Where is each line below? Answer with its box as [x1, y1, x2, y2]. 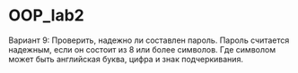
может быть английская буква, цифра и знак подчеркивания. [8, 53, 244, 64]
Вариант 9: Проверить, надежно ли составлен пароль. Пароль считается [8, 35, 290, 45]
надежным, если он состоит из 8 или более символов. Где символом [8, 44, 276, 54]
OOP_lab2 [8, 5, 84, 26]
